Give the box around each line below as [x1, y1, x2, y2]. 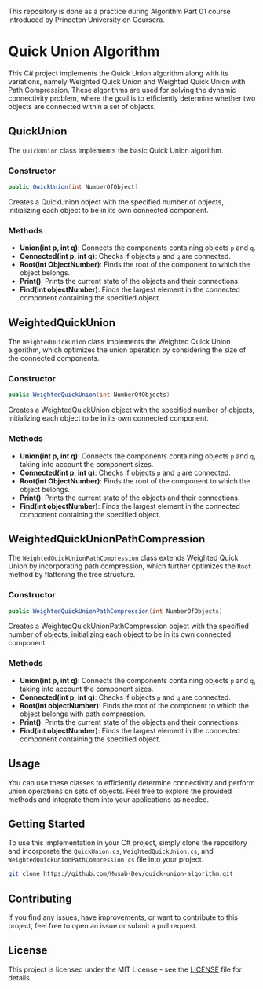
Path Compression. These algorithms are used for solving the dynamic [8, 85, 236, 94]
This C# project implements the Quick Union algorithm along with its [8, 68, 229, 78]
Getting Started [8, 817, 86, 830]
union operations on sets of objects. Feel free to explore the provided [8, 786, 232, 796]
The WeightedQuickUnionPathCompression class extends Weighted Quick [8, 553, 239, 563]
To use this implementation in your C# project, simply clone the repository [8, 838, 247, 847]
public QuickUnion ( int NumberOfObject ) [8, 183, 139, 191]
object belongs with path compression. [19, 709, 146, 719]
